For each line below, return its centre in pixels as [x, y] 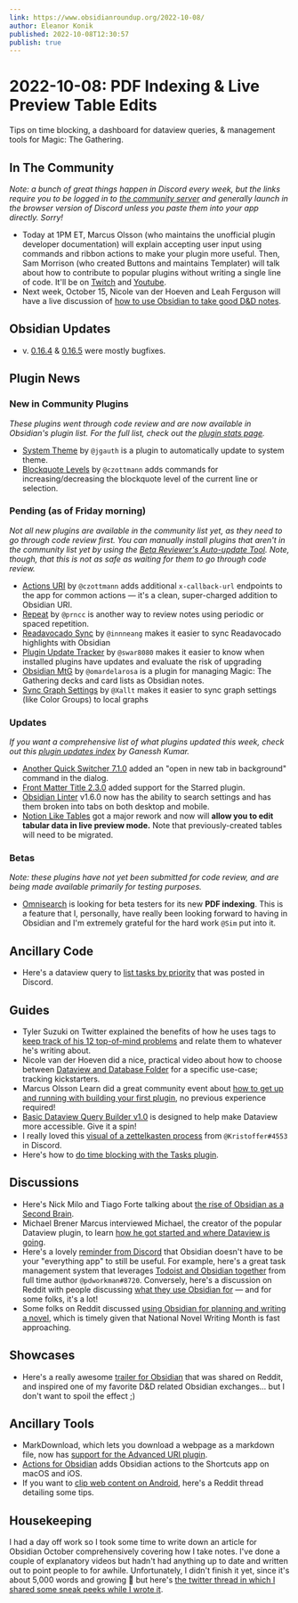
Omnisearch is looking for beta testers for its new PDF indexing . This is [153, 904]
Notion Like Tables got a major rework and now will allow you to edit [148, 816]
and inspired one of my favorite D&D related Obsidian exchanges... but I [153, 1386]
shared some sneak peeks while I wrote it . [86, 1590]
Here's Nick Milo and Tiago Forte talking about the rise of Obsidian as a [153, 1204]
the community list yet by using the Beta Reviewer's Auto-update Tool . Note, [149, 549]
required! [39, 1107]
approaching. [46, 1327]
